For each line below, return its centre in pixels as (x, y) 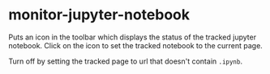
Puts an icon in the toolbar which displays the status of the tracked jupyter (133, 37)
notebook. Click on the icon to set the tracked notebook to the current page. (136, 45)
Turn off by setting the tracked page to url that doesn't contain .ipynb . (126, 61)
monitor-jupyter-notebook (99, 15)
